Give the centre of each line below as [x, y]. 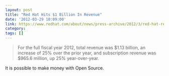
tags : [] [14, 33]
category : [16, 29]
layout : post [19, 10]
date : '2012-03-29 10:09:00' [36, 19]
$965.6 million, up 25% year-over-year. [58, 58]
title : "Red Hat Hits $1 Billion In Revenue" [54, 15]
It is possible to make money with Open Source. [55, 68]
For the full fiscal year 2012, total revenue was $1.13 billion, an [81, 48]
